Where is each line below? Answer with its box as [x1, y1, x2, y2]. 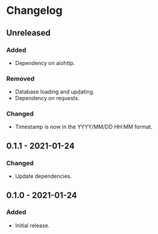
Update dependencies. [14, 172, 72, 180]
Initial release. [14, 221, 50, 229]
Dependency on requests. [14, 95, 80, 102]
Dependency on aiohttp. [14, 59, 75, 66]
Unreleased [6, 28, 51, 38]
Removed [6, 74, 35, 83]
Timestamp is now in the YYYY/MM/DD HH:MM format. [14, 123, 153, 130]
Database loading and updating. [14, 88, 95, 95]
